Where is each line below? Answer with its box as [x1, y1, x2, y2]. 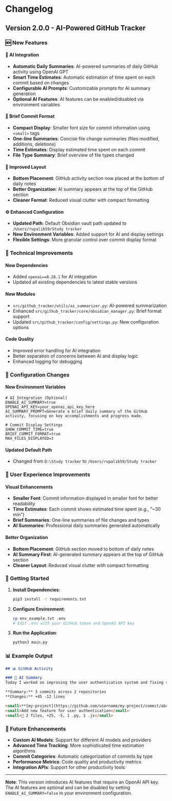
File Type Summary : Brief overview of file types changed [12, 152, 134, 158]
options [12, 324, 29, 330]
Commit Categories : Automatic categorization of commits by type [12, 753, 153, 759]
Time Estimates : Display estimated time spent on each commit [12, 146, 145, 152]
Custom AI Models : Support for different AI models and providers [12, 737, 152, 743]
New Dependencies [5, 262, 48, 268]
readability [12, 501, 35, 507]
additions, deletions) [12, 141, 56, 147]
